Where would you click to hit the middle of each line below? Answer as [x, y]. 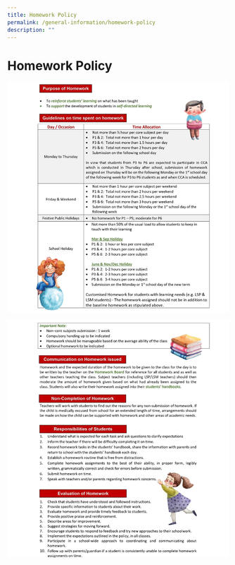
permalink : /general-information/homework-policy [82, 22]
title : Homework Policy [42, 15]
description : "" [31, 30]
